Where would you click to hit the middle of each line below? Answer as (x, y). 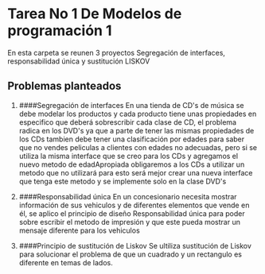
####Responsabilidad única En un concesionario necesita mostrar (128, 196)
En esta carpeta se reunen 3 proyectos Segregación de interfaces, (117, 52)
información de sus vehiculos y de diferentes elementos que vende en (134, 205)
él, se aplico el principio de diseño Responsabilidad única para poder (132, 213)
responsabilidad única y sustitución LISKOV (79, 61)
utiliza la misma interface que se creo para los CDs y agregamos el (129, 156)
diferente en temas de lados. (66, 262)
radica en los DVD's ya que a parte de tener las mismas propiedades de (136, 130)
